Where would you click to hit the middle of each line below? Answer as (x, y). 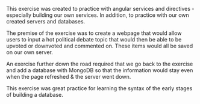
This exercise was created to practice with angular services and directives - (100, 9)
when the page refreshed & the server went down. (69, 77)
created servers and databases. (46, 21)
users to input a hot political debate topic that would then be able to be (94, 39)
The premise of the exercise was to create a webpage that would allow (94, 33)
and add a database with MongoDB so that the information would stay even (100, 70)
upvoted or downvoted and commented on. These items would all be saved (100, 46)
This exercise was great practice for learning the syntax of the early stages (99, 88)
